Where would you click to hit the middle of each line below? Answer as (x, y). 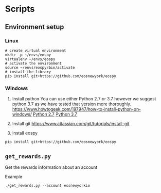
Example (14, 177)
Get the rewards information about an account (51, 167)
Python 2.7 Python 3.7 (55, 114)
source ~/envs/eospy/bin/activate (40, 67)
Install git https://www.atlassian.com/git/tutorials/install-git (71, 124)
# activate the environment (34, 63)
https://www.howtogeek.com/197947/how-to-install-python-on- (76, 109)
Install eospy (25, 133)
